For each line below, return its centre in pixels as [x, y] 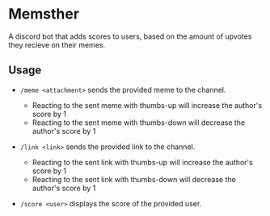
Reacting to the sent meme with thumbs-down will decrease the [139, 123]
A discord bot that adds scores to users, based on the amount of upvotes [130, 36]
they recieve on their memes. [57, 44]
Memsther [44, 14]
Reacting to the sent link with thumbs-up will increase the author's [142, 162]
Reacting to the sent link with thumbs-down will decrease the [134, 179]
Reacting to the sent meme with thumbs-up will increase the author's [147, 105]
